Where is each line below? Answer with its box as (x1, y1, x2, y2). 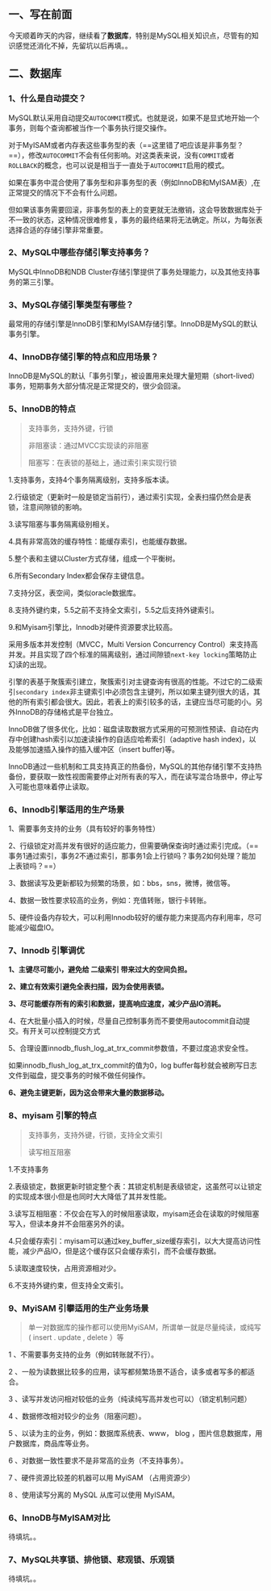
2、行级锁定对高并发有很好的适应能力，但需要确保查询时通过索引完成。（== (8, 841, 260, 850)
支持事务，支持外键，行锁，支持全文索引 (27, 1130, 163, 1140)
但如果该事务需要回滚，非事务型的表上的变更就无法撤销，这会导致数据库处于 (8, 204, 263, 214)
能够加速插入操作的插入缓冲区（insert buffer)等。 (15, 744, 180, 754)
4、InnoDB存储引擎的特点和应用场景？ (8, 351, 159, 363)
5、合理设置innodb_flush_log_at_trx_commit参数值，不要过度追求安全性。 (8, 1043, 253, 1053)
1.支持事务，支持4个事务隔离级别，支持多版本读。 (8, 475, 173, 485)
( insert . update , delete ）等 (27, 1332, 124, 1342)
